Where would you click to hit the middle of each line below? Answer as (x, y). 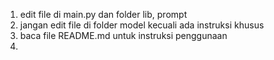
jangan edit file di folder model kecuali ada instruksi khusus (142, 25)
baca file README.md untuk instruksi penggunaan (123, 35)
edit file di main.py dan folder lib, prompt (103, 14)
